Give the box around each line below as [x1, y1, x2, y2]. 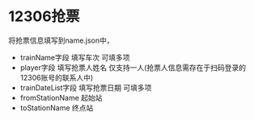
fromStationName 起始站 [19, 93, 103, 102]
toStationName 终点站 [19, 102, 94, 113]
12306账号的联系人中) [19, 72, 94, 82]
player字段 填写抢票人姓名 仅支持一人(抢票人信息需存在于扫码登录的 [19, 62, 247, 72]
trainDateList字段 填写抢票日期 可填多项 [19, 82, 152, 93]
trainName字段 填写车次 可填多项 [19, 52, 130, 62]
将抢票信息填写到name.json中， [8, 35, 115, 45]
